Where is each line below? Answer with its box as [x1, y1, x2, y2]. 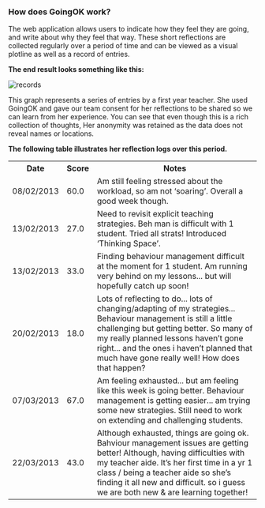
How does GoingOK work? [8, 6, 111, 17]
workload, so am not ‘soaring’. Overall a [96, 186, 243, 197]
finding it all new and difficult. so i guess [96, 477, 246, 488]
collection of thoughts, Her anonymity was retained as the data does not [8, 121, 243, 130]
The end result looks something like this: [8, 65, 144, 74]
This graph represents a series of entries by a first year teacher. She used [8, 96, 248, 105]
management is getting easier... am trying [96, 395, 251, 406]
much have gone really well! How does [96, 352, 241, 363]
